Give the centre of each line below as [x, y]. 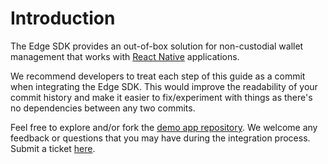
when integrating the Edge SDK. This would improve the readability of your [164, 86]
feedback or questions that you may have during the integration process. [160, 138]
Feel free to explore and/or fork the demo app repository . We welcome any [164, 127]
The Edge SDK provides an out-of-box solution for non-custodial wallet [157, 46]
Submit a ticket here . [53, 148]
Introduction [63, 18]
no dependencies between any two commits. [103, 108]
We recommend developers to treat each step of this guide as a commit [158, 76]
